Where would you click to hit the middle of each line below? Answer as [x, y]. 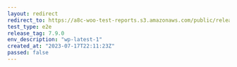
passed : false [28, 53]
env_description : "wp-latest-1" [55, 40]
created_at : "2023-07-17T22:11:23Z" [61, 46]
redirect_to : [26, 20]
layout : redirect [33, 14]
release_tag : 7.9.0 [36, 33]
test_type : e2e [30, 27]
